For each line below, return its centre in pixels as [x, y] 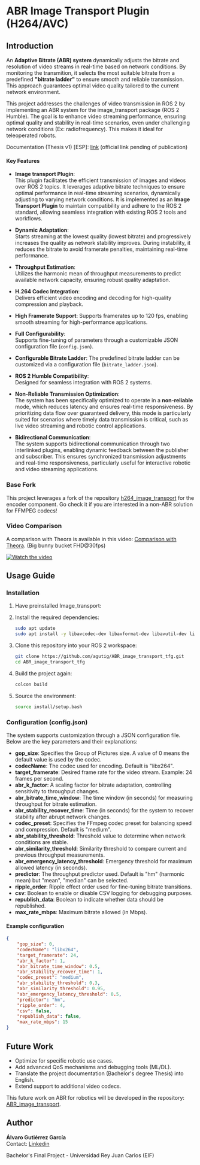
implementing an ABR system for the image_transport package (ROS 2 [93, 110]
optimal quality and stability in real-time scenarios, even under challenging [98, 123]
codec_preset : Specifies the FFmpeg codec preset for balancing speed [103, 823]
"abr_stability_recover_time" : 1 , [60, 972]
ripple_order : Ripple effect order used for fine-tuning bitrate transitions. [103, 887]
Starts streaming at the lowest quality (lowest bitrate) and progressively [103, 236]
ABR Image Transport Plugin [78, 11]
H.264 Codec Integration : [47, 292]
